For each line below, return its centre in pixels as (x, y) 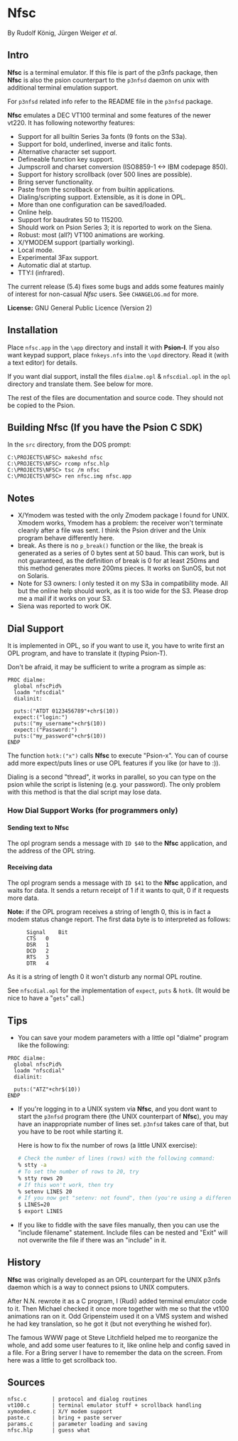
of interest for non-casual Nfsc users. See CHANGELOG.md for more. (103, 294)
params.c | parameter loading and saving (77, 1424)
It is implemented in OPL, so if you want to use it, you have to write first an (116, 645)
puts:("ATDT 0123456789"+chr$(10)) (66, 711)
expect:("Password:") (46, 730)
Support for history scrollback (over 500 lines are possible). (105, 174)
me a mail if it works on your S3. (65, 599)
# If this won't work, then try (65, 1185)
